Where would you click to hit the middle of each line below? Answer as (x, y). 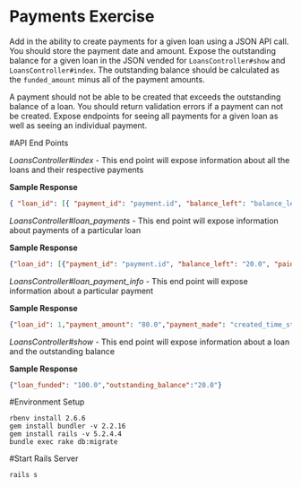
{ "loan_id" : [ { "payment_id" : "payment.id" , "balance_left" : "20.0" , (140, 264)
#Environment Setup (47, 402)
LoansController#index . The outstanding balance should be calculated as (145, 70)
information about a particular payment (82, 291)
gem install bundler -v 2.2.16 (68, 426)
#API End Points (39, 143)
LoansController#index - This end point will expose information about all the (150, 160)
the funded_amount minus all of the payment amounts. (107, 79)
